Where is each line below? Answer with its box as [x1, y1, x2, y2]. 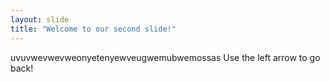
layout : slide [10, 14, 70, 25]
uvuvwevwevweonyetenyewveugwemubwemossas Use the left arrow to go [10, 51, 321, 63]
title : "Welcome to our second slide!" [10, 24, 177, 34]
